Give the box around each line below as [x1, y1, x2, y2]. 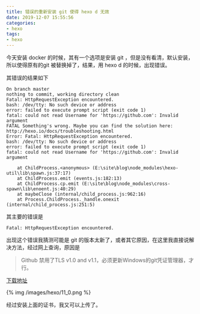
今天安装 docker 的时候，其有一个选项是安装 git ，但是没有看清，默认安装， [6, 54, 194, 61]
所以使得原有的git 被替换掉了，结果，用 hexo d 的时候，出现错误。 [6, 61, 171, 68]
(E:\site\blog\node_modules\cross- [81, 181, 171, 187]
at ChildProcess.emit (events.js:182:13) [17, 175, 122, 181]
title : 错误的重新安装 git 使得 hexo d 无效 [6, 8, 109, 15]
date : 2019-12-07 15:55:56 [6, 14, 74, 20]
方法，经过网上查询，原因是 [11, 244, 80, 251]
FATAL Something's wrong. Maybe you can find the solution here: [6, 123, 173, 129]
